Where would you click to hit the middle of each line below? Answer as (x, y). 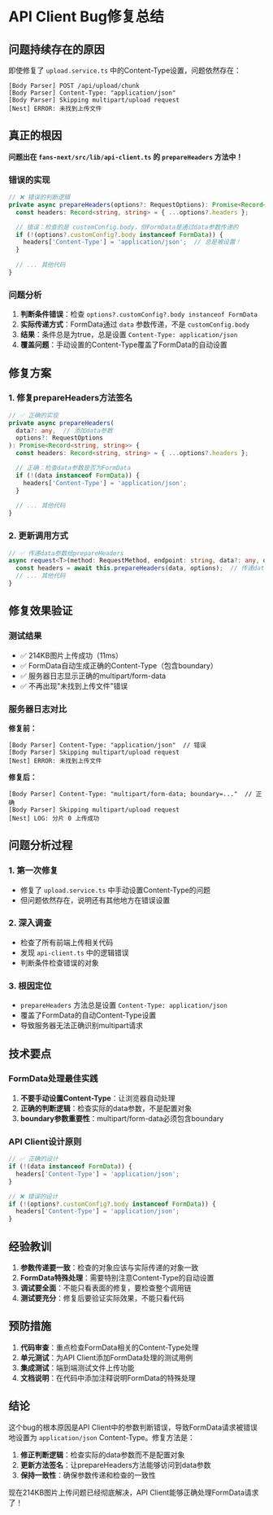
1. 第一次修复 (33, 870)
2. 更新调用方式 (39, 536)
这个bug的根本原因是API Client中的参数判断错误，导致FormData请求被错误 (133, 1427)
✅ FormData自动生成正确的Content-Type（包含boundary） (119, 665)
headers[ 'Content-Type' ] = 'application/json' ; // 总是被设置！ (132, 242)
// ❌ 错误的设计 (33, 1196)
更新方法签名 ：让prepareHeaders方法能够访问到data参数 (115, 1465)
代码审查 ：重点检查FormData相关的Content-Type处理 (109, 1347)
